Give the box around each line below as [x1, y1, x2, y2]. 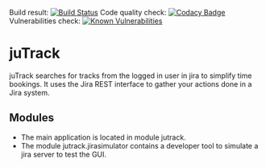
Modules [9, 111, 55, 124]
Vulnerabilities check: [9, 16, 81, 26]
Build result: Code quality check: [9, 8, 167, 17]
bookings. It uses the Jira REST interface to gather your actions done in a [9, 79, 252, 88]
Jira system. [9, 88, 51, 97]
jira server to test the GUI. [20, 149, 107, 159]
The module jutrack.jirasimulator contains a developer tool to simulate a [20, 141, 259, 150]
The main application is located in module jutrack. [20, 132, 186, 142]
